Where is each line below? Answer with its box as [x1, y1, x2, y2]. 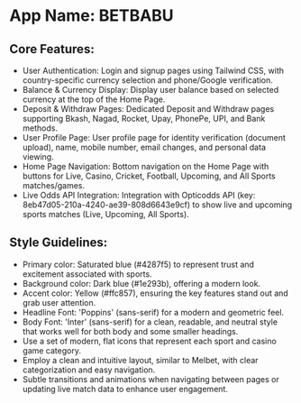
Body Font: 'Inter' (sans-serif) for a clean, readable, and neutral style [22, 316, 278, 327]
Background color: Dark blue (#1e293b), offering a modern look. [22, 278, 261, 289]
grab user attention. [22, 297, 96, 307]
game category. [22, 344, 81, 356]
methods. [22, 123, 59, 133]
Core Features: [9, 41, 95, 57]
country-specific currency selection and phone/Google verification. [22, 75, 273, 86]
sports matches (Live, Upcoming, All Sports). [22, 209, 189, 219]
